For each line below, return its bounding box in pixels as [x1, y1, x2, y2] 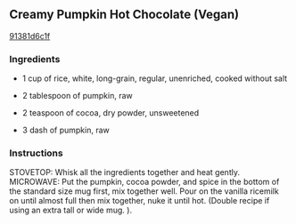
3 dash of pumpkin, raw [21, 124, 110, 136]
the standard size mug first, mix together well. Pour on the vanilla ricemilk [9, 186, 279, 196]
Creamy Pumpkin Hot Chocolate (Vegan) [9, 7, 239, 22]
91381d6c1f [9, 30, 51, 41]
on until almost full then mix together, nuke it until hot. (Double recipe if [9, 196, 270, 206]
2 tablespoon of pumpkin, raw [21, 91, 133, 101]
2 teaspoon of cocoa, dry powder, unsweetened [21, 108, 200, 118]
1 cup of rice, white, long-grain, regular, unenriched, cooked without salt [21, 73, 288, 84]
